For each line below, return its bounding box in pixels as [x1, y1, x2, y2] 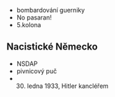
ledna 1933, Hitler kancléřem [26, 82, 109, 90]
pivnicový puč [16, 66, 57, 75]
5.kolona [16, 21, 42, 29]
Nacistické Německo [6, 41, 98, 53]
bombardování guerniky [16, 6, 85, 14]
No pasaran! [16, 13, 52, 22]
